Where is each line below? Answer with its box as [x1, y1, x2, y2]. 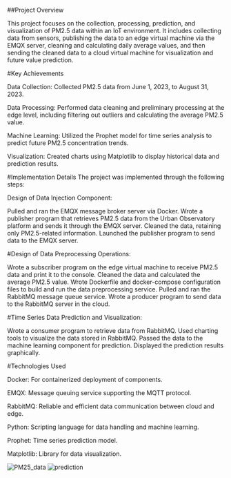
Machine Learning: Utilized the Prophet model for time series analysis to [7, 131, 212, 140]
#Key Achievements [7, 69, 64, 77]
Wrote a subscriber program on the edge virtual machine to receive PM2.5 [7, 263, 219, 271]
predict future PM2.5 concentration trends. [7, 139, 129, 147]
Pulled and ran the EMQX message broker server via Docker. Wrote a [7, 207, 203, 215]
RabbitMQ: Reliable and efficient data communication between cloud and [7, 402, 215, 410]
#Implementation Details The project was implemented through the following [7, 173, 225, 181]
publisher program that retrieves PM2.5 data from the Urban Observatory [7, 214, 215, 222]
